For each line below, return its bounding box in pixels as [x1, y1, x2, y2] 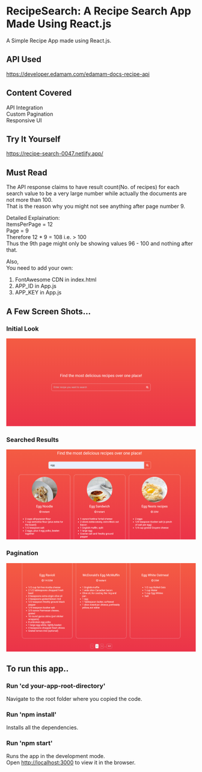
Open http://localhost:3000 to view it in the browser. [6, 759, 136, 766]
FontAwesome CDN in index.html [14, 276, 97, 284]
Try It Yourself [6, 134, 61, 144]
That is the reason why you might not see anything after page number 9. [6, 203, 185, 210]
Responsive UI [6, 116, 42, 124]
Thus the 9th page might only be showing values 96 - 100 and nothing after [6, 240, 194, 247]
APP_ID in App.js [14, 282, 57, 290]
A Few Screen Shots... [6, 306, 91, 317]
